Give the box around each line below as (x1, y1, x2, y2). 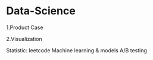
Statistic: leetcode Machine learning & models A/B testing (6, 46, 148, 54)
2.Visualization (6, 35, 43, 42)
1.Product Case (6, 24, 43, 31)
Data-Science (6, 4, 76, 18)
